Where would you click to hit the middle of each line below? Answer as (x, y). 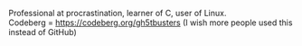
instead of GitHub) (43, 32)
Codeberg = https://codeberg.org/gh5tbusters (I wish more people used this (151, 23)
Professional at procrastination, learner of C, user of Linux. (118, 13)
